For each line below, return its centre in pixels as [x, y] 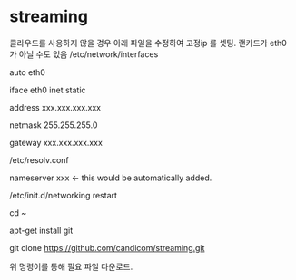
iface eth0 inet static [48, 90]
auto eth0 [27, 72]
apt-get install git [41, 230]
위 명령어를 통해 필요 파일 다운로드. [71, 266]
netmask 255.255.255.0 [54, 125]
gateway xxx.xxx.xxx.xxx [56, 142]
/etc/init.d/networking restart [64, 195]
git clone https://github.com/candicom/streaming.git [107, 247]
